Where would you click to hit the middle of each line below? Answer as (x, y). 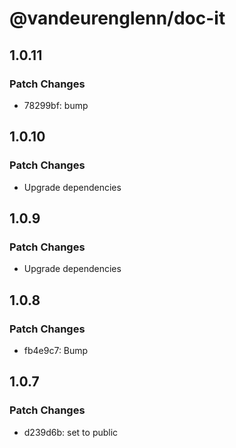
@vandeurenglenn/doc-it (117, 18)
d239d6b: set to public (71, 432)
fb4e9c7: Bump (56, 350)
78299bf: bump (56, 105)
